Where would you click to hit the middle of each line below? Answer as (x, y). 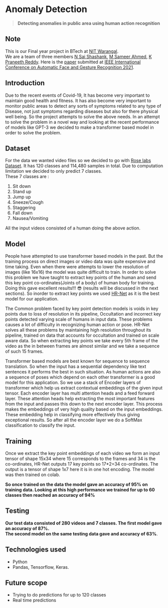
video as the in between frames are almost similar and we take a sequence (82, 346)
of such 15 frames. (24, 351)
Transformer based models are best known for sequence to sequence (77, 361)
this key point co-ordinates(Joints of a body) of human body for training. (80, 283)
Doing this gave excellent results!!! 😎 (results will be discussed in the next (82, 288)
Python (20, 562)
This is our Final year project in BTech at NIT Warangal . (62, 51)
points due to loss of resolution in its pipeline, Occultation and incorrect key (83, 314)
